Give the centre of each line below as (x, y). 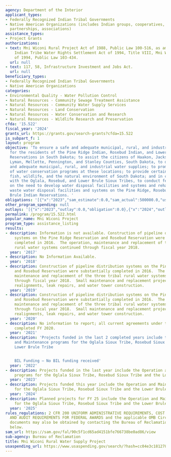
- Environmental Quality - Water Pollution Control (61, 95)
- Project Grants (24, 39)
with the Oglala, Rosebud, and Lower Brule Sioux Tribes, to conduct (85, 181)
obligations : (19, 200)
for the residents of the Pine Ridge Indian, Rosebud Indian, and (82, 153)
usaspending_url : (24, 446)
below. (17, 427)
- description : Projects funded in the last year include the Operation (84, 370)
